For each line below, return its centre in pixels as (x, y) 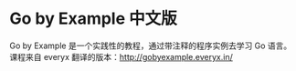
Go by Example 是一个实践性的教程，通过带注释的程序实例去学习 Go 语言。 (151, 46)
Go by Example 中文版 (94, 19)
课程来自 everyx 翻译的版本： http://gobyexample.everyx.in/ (121, 56)
